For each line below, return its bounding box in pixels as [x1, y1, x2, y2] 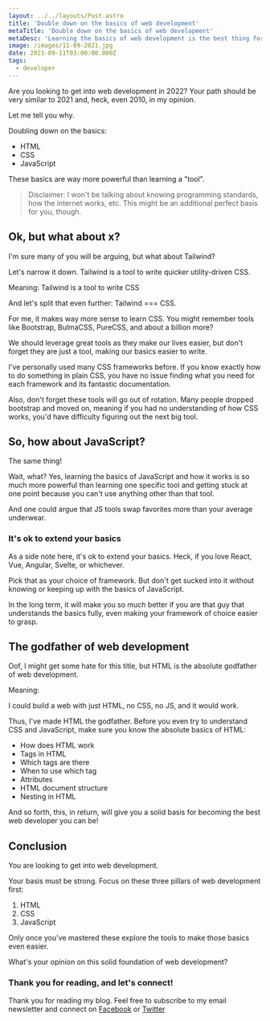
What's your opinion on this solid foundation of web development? [8, 957, 228, 967]
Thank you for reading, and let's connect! [8, 978, 174, 989]
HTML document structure [19, 783, 108, 793]
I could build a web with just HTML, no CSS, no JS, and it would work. [8, 701, 239, 711]
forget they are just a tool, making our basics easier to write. [8, 346, 207, 356]
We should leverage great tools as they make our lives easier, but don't [8, 338, 243, 347]
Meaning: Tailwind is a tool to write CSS [8, 282, 140, 292]
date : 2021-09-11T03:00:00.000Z [8, 49, 117, 57]
